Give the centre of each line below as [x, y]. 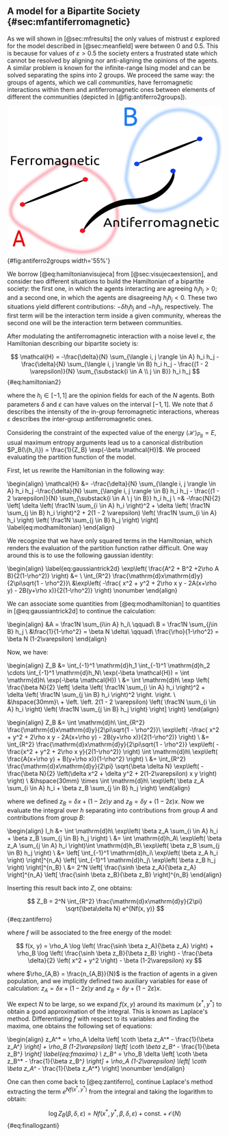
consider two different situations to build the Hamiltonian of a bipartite [106, 281]
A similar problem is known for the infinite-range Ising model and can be [109, 67]
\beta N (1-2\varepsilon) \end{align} [57, 639]
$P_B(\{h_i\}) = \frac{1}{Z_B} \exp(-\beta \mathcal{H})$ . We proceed [104, 449]
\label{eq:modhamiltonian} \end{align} [61, 527]
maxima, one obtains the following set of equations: [80, 1026]
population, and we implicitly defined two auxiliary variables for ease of [107, 981]
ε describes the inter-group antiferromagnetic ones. [80, 418]
